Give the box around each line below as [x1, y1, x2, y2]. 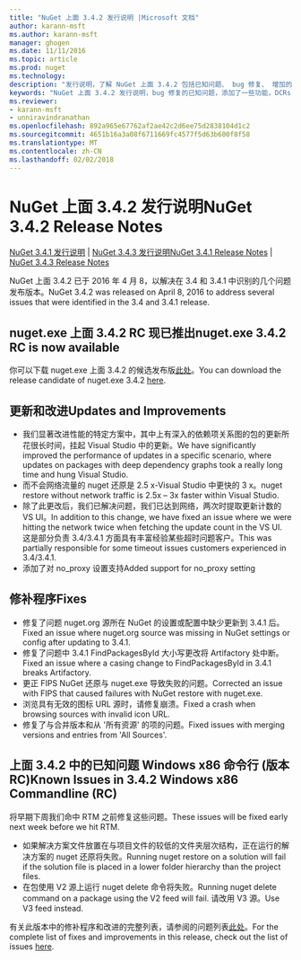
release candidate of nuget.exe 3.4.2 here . [9, 374, 167, 386]
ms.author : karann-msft [9, 30, 99, 39]
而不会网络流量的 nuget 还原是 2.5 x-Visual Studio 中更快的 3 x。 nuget [21, 480, 283, 490]
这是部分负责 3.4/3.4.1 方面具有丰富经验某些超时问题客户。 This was [21, 533, 272, 543]
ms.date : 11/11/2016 [9, 47, 87, 56]
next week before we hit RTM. [9, 821, 120, 832]
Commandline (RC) [9, 787, 118, 802]
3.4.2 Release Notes [9, 216, 163, 236]
